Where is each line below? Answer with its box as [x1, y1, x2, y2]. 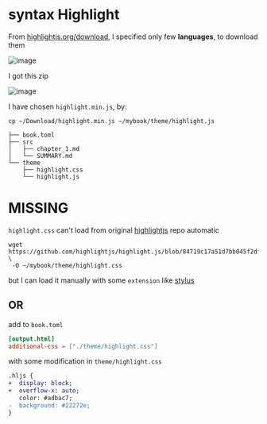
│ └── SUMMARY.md [8, 152, 73, 160]
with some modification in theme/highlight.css [8, 357, 163, 366]
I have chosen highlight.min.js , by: [8, 102, 127, 111]
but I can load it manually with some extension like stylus [8, 276, 195, 285]
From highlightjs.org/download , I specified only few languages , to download [8, 32, 258, 41]
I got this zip [8, 71, 49, 80]
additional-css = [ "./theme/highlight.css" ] [8, 342, 158, 350]
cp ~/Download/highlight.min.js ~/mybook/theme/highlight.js [8, 117, 215, 125]
